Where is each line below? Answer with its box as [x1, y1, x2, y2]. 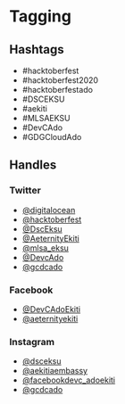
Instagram [9, 335, 55, 348]
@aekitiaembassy [21, 366, 87, 376]
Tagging [9, 6, 71, 27]
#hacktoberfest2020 [21, 75, 99, 86]
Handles [9, 158, 57, 173]
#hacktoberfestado [21, 85, 94, 95]
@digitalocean [21, 204, 76, 215]
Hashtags [9, 42, 64, 57]
